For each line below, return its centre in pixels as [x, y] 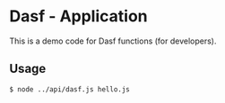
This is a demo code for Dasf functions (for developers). [113, 41]
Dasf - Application [78, 16]
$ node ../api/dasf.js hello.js [69, 89]
